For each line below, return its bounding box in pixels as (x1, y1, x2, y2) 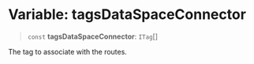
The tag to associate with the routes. (8, 47, 128, 56)
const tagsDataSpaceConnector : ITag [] (27, 32, 159, 41)
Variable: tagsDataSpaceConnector (8, 6, 247, 24)
